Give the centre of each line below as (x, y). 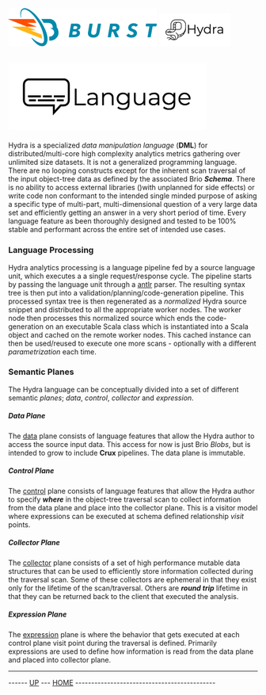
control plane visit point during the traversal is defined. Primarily (113, 643)
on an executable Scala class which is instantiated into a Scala (147, 326)
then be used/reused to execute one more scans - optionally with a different (132, 343)
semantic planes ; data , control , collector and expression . (101, 398)
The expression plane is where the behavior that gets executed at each (124, 634)
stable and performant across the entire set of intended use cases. (117, 230)
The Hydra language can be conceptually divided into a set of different (123, 389)
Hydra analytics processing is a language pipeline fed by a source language (132, 267)
